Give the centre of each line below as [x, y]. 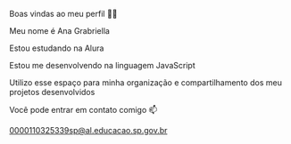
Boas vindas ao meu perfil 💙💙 [63, 14]
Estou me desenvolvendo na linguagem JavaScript [102, 65]
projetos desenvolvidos [52, 92]
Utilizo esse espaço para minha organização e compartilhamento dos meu [146, 83]
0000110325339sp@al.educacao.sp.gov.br [88, 130]
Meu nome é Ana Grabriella [59, 31]
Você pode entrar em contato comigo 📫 [83, 110]
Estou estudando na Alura [57, 48]
